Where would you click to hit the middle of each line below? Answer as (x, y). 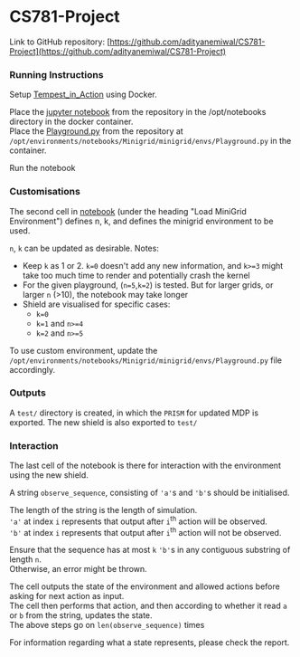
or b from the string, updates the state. (81, 615)
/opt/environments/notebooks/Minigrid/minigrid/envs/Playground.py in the (150, 141)
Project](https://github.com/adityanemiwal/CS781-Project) (118, 51)
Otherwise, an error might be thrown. (78, 569)
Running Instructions (56, 74)
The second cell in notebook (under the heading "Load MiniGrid (128, 211)
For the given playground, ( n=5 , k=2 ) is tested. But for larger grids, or (148, 285)
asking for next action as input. (67, 596)
